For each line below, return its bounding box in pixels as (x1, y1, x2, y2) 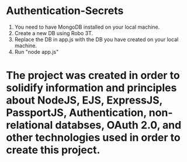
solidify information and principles (6, 81, 177, 95)
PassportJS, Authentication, (6, 106, 147, 119)
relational (6, 119, 53, 132)
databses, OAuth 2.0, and (55, 119, 182, 132)
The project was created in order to (6, 69, 180, 82)
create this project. (6, 143, 101, 157)
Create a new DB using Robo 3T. (14, 29, 93, 36)
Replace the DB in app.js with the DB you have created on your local (14, 36, 179, 43)
